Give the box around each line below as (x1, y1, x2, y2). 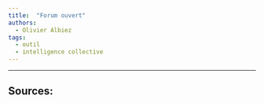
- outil (15, 41, 41, 49)
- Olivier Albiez (15, 26, 72, 34)
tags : (8, 33, 26, 42)
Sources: (8, 84, 53, 98)
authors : (8, 19, 37, 27)
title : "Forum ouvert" (8, 11, 86, 20)
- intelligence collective (15, 48, 104, 56)
